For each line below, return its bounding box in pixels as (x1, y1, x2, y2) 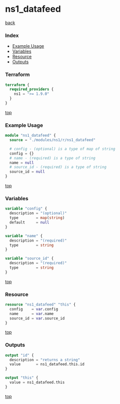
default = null (9, 220, 50, 225)
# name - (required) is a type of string (9, 155, 96, 160)
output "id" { (5, 353, 34, 358)
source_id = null (9, 169, 45, 174)
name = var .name (9, 311, 54, 316)
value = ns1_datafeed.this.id (9, 362, 85, 367)
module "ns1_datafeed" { (5, 133, 56, 138)
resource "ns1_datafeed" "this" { (5, 302, 76, 307)
